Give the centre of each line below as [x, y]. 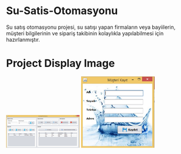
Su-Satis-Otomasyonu [62, 11]
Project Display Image [61, 63]
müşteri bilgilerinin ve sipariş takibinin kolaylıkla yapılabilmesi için [85, 33]
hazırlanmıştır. [23, 39]
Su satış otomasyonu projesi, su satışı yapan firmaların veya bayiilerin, [91, 27]
